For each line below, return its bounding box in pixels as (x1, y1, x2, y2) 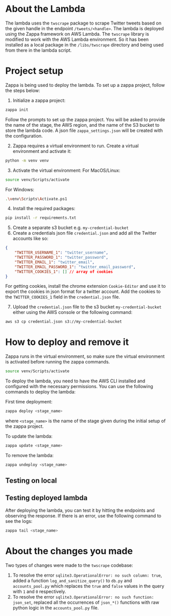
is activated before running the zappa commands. (5, 359, 110, 365)
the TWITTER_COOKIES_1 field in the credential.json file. (5, 294, 120, 300)
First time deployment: (5, 399, 53, 405)
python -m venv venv (5, 158, 50, 163)
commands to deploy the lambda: (5, 389, 76, 395)
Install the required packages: (12, 206, 76, 212)
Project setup (5, 65, 64, 77)
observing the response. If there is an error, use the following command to (5, 512, 162, 519)
